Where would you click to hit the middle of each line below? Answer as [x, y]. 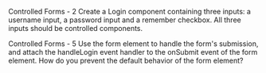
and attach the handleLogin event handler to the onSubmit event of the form [133, 52]
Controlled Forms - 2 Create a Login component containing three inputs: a [129, 12]
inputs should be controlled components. [76, 28]
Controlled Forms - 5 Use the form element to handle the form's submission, [133, 44]
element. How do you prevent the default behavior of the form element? [126, 60]
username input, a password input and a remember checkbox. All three [125, 20]
